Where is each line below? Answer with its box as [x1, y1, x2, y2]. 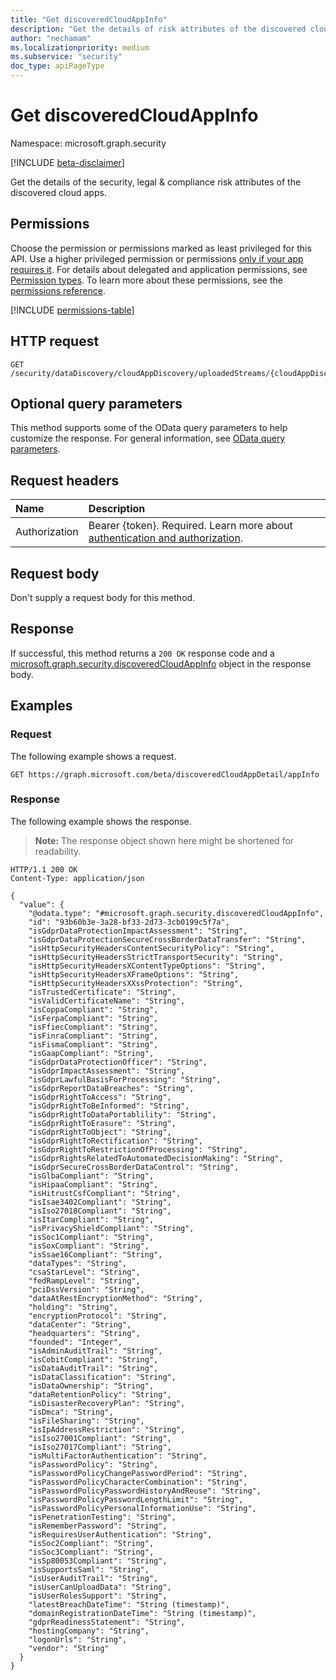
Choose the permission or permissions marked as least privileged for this [10, 242, 312, 254]
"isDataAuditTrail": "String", [28, 1363, 159, 1373]
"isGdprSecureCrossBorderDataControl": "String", [28, 1162, 240, 1172]
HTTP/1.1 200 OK [10, 864, 78, 875]
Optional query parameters [10, 395, 183, 412]
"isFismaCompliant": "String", [28, 1039, 159, 1050]
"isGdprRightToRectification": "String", [28, 1136, 203, 1146]
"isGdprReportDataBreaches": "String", [28, 1083, 195, 1093]
